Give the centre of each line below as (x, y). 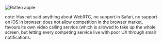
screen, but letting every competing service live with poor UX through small (81, 32)
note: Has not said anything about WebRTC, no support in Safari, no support (81, 17)
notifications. (18, 37)
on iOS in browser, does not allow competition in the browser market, (74, 22)
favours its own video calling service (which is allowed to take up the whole (81, 27)
